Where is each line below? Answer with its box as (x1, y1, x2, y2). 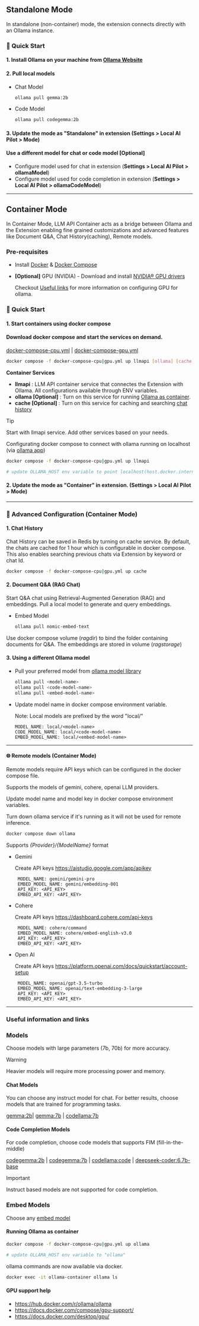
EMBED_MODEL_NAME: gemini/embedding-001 (17, 881, 119, 887)
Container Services (6, 369, 55, 376)
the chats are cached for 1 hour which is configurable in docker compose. (6, 544, 186, 551)
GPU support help (6, 1287, 52, 1294)
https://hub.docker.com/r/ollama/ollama (14, 1300, 112, 1307)
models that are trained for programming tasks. (6, 1101, 121, 1108)
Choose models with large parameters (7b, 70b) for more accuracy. (6, 1045, 171, 1052)
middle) (6, 1145, 25, 1153)
